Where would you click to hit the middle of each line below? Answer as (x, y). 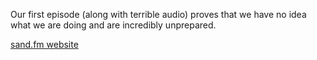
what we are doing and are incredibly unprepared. (113, 25)
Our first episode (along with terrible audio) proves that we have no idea (158, 14)
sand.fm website (44, 44)
